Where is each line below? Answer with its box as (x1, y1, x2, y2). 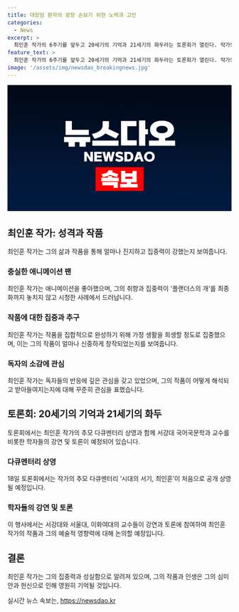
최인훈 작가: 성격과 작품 (7, 227, 104, 239)
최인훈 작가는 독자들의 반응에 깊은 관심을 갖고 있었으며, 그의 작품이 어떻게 (7, 376, 211, 385)
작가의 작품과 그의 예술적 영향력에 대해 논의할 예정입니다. (7, 529, 165, 538)
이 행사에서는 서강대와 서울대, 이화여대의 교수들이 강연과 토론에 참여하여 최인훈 (7, 520, 226, 529)
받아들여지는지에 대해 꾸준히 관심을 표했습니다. (14, 385, 144, 393)
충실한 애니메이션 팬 (7, 266, 72, 276)
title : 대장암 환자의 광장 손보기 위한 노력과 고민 (7, 11, 137, 19)
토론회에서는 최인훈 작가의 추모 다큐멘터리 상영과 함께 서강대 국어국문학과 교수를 (7, 428, 230, 437)
